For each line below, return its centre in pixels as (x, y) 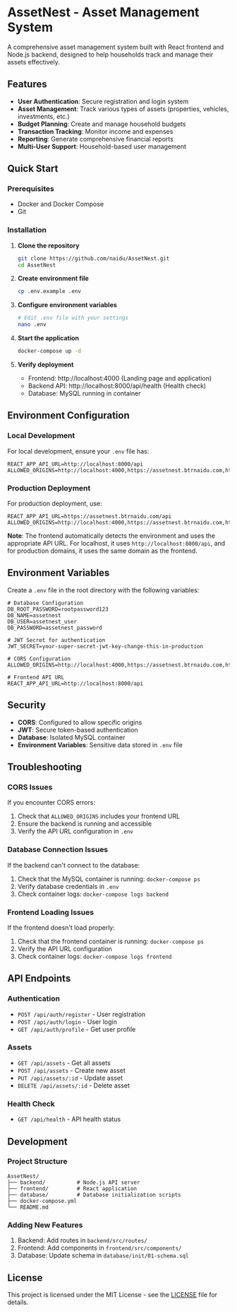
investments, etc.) (44, 116)
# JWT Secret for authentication (56, 640)
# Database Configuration (45, 603)
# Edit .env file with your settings (73, 318)
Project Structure (37, 1161)
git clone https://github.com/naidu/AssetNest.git (93, 258)
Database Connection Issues (58, 850)
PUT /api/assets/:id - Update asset (70, 1078)
